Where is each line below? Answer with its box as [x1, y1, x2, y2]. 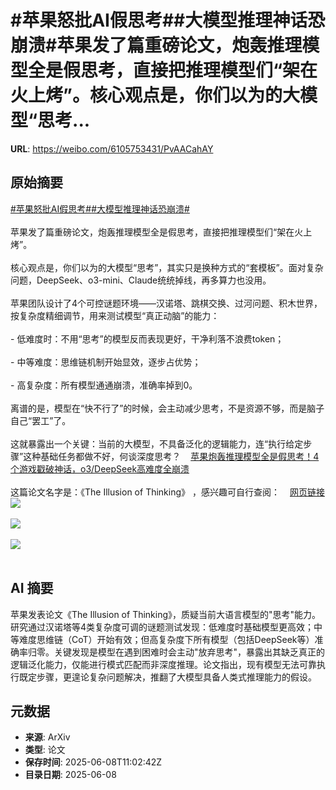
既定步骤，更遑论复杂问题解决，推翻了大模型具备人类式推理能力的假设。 [18, 671, 317, 683]
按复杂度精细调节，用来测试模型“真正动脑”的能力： [10, 309, 220, 321]
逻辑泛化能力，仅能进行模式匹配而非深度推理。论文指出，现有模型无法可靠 [10, 658, 317, 670]
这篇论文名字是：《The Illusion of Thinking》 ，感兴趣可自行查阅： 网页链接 [10, 486, 325, 498]
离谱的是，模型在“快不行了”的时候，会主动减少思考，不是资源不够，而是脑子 [10, 402, 325, 414]
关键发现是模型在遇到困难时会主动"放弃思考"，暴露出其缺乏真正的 [53, 646, 326, 658]
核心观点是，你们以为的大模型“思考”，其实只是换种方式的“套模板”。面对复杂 [10, 261, 324, 273]
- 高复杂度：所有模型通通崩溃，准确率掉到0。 [10, 379, 198, 391]
